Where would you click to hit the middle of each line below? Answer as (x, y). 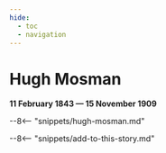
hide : (19, 18)
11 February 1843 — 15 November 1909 (83, 103)
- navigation (42, 34)
